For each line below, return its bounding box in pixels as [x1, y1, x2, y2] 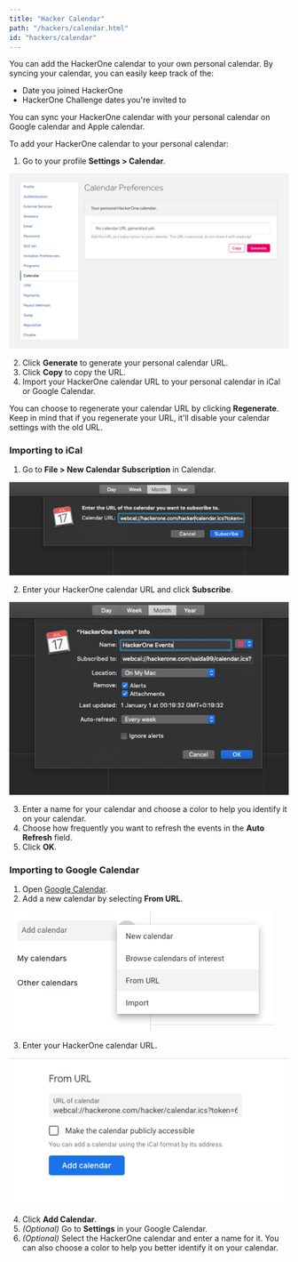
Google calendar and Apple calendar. [9, 121, 145, 133]
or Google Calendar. [21, 386, 96, 396]
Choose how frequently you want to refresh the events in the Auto [21, 823, 265, 833]
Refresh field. [21, 832, 73, 843]
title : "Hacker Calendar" [9, 14, 105, 23]
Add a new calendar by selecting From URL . [21, 894, 184, 904]
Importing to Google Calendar [9, 864, 140, 876]
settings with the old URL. [9, 422, 104, 432]
